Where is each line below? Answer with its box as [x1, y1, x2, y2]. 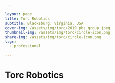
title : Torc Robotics [5, 16, 50, 21]
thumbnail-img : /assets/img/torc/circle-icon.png [5, 30, 111, 35]
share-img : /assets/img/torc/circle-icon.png [5, 35, 101, 40]
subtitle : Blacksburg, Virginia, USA [5, 21, 84, 26]
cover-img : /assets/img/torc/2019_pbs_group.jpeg [5, 25, 111, 30]
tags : [5, 39, 16, 44]
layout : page [5, 11, 32, 16]
